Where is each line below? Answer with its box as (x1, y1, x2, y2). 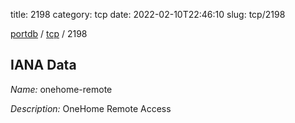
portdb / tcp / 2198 (10, 28, 88, 39)
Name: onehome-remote (10, 83, 113, 95)
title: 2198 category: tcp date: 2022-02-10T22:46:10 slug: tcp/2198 (10, 9, 286, 20)
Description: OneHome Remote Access (10, 102, 172, 114)
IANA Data (10, 57, 77, 74)
